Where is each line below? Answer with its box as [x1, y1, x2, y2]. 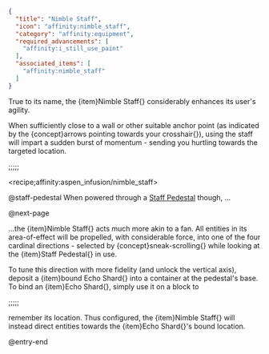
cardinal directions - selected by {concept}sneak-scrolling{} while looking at [8, 240, 260, 250]
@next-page [8, 208, 50, 218]
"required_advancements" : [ [15, 37, 110, 46]
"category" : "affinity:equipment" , [15, 30, 134, 38]
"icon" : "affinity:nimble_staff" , [15, 22, 130, 30]
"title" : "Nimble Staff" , [15, 14, 102, 23]
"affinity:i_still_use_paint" [22, 45, 124, 53]
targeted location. [8, 146, 66, 155]
